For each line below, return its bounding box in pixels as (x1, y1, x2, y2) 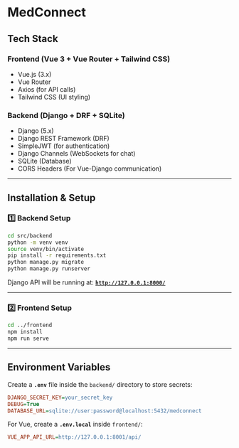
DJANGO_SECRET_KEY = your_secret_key (7, 394, 113, 401)
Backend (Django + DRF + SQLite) (7, 110, 126, 120)
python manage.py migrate (7, 259, 84, 266)
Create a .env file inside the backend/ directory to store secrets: (7, 380, 193, 388)
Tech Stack (7, 33, 58, 45)
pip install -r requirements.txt (7, 252, 107, 260)
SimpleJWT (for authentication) (17, 142, 110, 150)
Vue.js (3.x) (17, 70, 52, 78)
